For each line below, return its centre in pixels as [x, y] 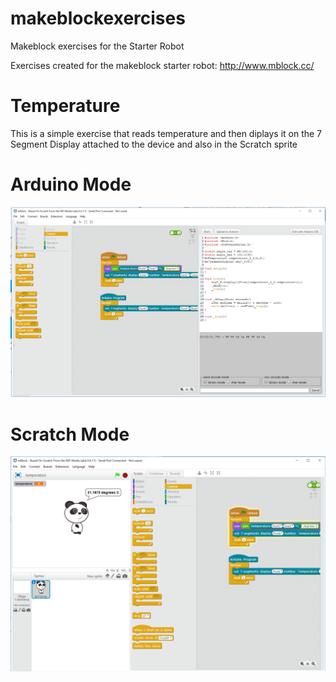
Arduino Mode [71, 184]
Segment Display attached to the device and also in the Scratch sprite [154, 144]
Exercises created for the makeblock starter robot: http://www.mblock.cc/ [162, 65]
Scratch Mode [70, 434]
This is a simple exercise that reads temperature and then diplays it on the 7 [166, 133]
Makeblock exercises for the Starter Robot [97, 46]
